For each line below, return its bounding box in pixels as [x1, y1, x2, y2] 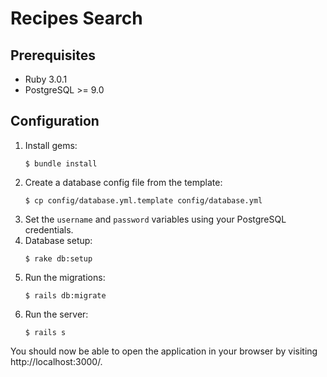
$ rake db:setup [24, 253, 93, 264]
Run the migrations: [24, 271, 106, 283]
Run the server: [24, 308, 89, 320]
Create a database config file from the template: [24, 176, 223, 188]
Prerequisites [10, 47, 96, 64]
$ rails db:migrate [24, 290, 107, 301]
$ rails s [24, 327, 67, 337]
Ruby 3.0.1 [24, 73, 68, 85]
